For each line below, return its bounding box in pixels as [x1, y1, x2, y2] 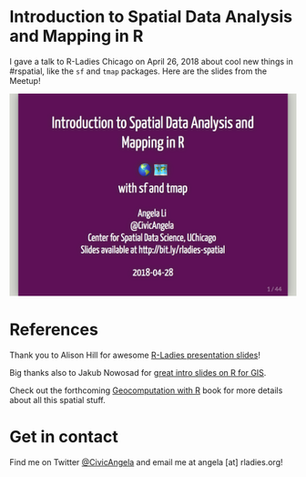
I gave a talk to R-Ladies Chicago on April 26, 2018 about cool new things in [9, 56, 293, 67]
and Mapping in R [9, 26, 144, 47]
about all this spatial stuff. [9, 394, 107, 405]
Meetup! [9, 75, 41, 86]
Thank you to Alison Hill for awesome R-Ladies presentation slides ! [9, 349, 261, 360]
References [9, 319, 98, 339]
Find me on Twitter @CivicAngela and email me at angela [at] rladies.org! [9, 456, 283, 467]
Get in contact [9, 426, 118, 447]
